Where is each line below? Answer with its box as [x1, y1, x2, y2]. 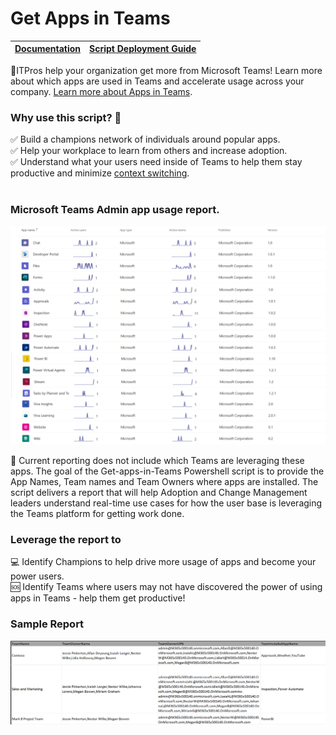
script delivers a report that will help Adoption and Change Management [10, 486, 308, 498]
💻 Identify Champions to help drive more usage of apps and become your [10, 556, 317, 568]
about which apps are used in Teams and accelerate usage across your [10, 75, 305, 87]
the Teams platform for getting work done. [10, 507, 185, 519]
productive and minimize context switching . [10, 167, 190, 179]
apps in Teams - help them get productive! [10, 592, 186, 604]
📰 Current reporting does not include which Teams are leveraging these [10, 454, 305, 466]
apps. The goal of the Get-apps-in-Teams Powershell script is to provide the [10, 465, 325, 477]
